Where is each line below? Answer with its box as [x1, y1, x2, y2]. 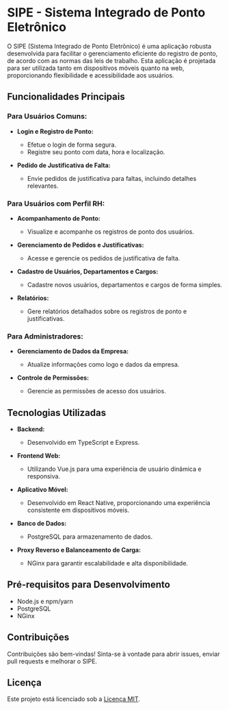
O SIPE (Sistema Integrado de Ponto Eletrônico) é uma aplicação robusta [7, 42, 212, 50]
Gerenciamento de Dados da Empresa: [16, 347, 129, 356]
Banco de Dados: [16, 519, 67, 528]
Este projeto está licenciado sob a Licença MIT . [7, 695, 140, 703]
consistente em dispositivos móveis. [27, 506, 130, 515]
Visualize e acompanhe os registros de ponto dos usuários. [27, 228, 195, 236]
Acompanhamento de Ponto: [16, 214, 100, 222]
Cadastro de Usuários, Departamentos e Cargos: [16, 267, 159, 276]
